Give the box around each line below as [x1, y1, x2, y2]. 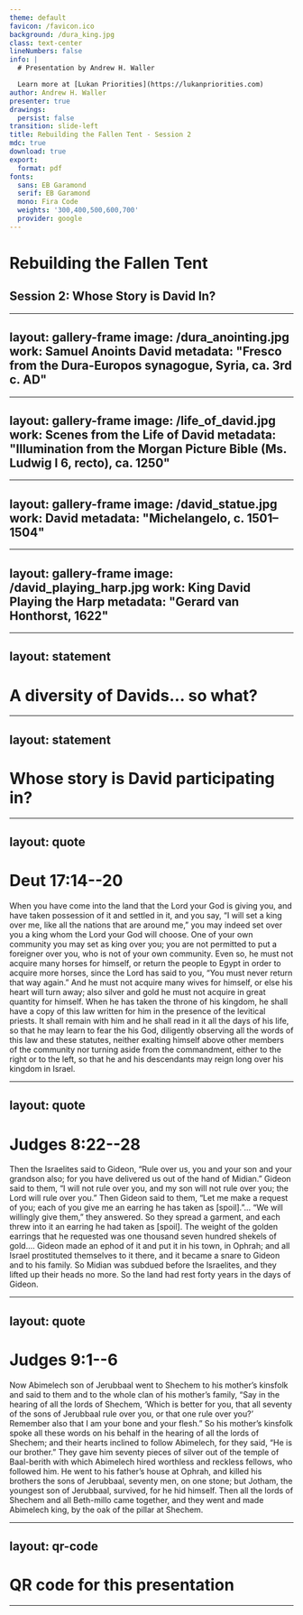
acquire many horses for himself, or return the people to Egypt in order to [9, 957, 281, 968]
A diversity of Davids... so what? [9, 685, 259, 706]
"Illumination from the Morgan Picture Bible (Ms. [9, 441, 287, 457]
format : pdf [17, 163, 63, 172]
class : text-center [9, 38, 83, 48]
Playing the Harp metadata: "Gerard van [9, 594, 240, 609]
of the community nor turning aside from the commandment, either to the [9, 1044, 282, 1055]
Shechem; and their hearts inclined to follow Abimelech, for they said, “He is [9, 1436, 293, 1448]
